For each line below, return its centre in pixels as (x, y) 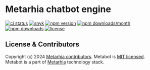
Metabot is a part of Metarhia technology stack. (55, 62)
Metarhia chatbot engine (58, 9)
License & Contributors (42, 45)
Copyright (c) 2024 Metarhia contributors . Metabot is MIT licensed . (75, 56)
